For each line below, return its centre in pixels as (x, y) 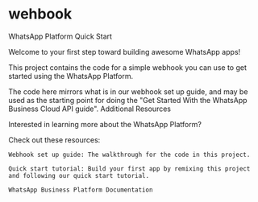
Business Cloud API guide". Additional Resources (90, 109)
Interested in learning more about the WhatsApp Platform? (105, 124)
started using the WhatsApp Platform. (71, 76)
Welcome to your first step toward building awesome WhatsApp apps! (125, 52)
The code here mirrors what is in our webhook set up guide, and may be (128, 91)
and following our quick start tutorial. (79, 175)
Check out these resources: (54, 140)
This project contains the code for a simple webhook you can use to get (128, 67)
